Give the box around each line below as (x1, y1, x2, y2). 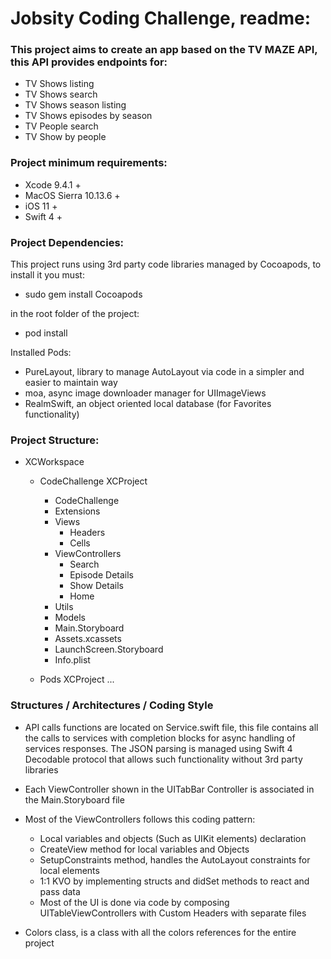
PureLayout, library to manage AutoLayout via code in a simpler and (24, 366, 305, 378)
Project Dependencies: (10, 235, 125, 249)
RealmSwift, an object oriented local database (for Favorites (24, 398, 272, 410)
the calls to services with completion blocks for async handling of (24, 732, 296, 744)
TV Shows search (24, 88, 98, 101)
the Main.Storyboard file (24, 793, 125, 806)
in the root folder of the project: (10, 308, 140, 320)
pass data (39, 885, 81, 897)
